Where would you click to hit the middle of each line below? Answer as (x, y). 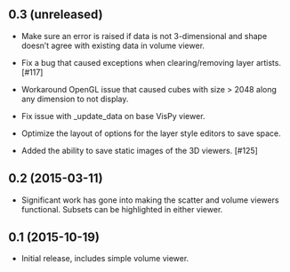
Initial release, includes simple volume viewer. (105, 259)
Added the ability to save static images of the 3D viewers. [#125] (140, 150)
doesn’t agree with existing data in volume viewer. (113, 45)
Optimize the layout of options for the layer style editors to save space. (151, 133)
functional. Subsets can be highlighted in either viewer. (122, 209)
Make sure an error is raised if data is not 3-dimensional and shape (144, 36)
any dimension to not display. (75, 99)
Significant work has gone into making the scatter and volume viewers (150, 200)
